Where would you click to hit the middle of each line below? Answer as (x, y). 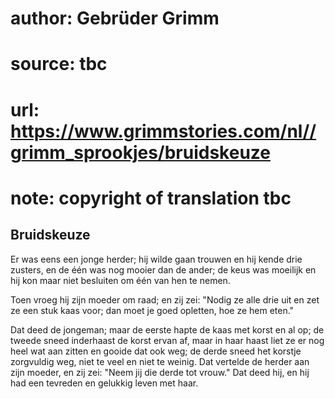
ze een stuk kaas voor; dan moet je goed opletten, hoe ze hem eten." (152, 310)
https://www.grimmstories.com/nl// (163, 131)
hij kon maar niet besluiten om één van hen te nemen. (120, 280)
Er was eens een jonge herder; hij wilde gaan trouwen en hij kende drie (156, 259)
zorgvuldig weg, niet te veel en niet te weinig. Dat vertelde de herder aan (160, 361)
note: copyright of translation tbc (151, 198)
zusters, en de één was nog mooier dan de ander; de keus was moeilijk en (163, 269)
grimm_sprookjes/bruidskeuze (140, 152)
